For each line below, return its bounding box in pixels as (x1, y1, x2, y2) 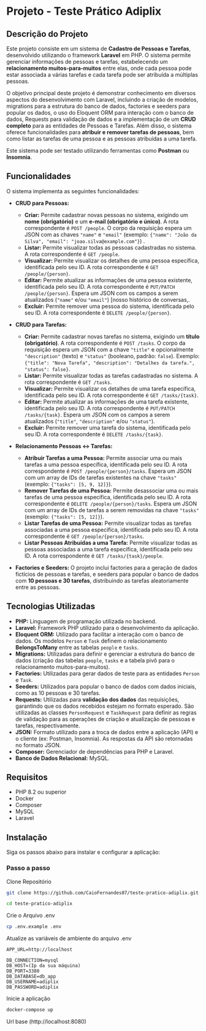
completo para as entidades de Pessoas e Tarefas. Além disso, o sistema (6, 122, 192, 129)
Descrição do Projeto (6, 29, 88, 39)
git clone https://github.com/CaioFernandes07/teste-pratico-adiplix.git (6, 889, 199, 896)
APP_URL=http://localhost (6, 946, 72, 953)
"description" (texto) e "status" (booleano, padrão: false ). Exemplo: (24, 352, 200, 359)
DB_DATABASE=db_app (6, 973, 56, 979)
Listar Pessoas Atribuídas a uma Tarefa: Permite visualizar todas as (24, 538, 198, 546)
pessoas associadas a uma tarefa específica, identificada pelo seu (24, 545, 193, 553)
